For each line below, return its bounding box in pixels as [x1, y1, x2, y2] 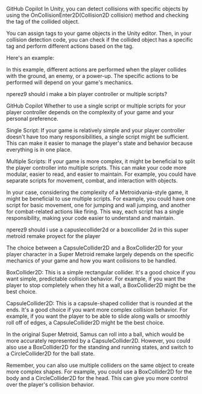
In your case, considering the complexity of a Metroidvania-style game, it [6, 189, 189, 196]
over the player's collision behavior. [6, 381, 95, 388]
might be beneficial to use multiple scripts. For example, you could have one [6, 195, 196, 202]
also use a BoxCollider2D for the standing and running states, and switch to [6, 344, 194, 350]
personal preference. [6, 115, 58, 122]
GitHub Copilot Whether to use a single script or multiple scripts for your [6, 102, 186, 109]
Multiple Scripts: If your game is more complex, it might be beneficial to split [6, 158, 195, 165]
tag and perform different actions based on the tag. [6, 42, 134, 50]
